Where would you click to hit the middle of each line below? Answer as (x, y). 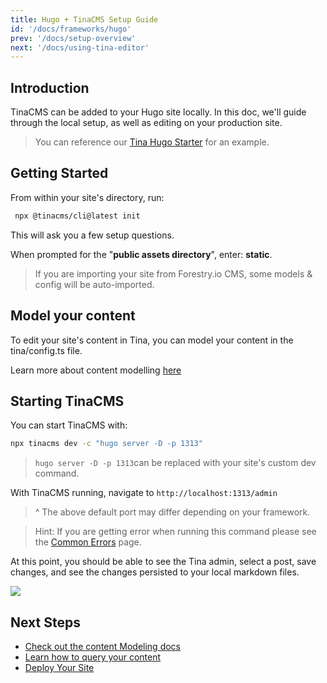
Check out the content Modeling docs (102, 647)
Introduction (50, 87)
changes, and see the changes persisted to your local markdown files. (155, 572)
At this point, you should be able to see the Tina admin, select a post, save (163, 562)
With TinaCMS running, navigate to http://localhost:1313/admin (144, 493)
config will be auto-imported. (94, 284)
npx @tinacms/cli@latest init (77, 216)
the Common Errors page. (88, 542)
